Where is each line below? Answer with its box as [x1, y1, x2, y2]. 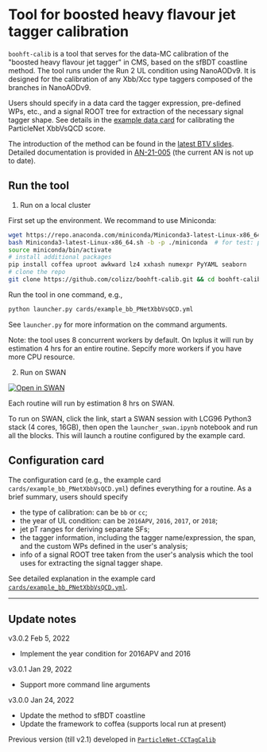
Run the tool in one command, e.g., [8, 289, 123, 300]
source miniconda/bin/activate [8, 245, 112, 254]
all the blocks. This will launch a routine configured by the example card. [8, 430, 246, 440]
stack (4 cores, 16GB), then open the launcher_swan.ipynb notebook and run [8, 422, 258, 432]
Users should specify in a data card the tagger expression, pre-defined [8, 98, 241, 108]
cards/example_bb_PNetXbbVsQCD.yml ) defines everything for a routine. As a [8, 484, 252, 493]
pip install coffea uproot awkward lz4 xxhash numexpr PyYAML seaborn [8, 260, 247, 268]
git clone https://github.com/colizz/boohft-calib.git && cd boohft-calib [8, 276, 261, 284]
